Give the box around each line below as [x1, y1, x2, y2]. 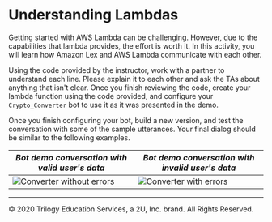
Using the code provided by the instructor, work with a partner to [8, 65, 225, 75]
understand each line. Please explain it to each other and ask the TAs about [8, 74, 261, 83]
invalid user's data [161, 162, 236, 173]
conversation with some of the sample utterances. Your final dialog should [8, 124, 257, 134]
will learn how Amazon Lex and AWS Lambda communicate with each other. [8, 49, 262, 59]
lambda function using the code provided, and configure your [8, 91, 214, 100]
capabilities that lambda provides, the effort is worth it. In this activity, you [8, 41, 255, 50]
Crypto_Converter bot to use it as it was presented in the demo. [8, 100, 219, 109]
